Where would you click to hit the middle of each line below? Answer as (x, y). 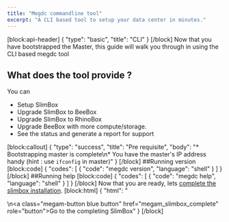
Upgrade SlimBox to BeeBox (57, 112)
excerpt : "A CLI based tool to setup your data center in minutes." (107, 20)
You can (19, 92)
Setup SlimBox (38, 105)
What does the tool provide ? (69, 75)
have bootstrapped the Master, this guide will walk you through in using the (113, 46)
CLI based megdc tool (38, 54)
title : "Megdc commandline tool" (55, 13)
